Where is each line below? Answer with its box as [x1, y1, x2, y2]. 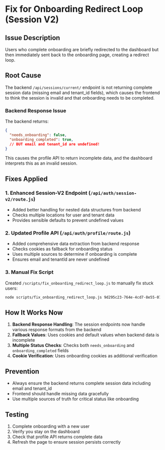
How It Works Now [5, 309, 63, 317]
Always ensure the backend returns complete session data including [12, 381, 151, 386]
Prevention [5, 367, 39, 376]
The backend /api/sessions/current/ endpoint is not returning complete [5, 84, 153, 90]
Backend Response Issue [5, 107, 66, 114]
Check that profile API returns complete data [12, 434, 103, 440]
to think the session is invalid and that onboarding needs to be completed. [5, 95, 155, 101]
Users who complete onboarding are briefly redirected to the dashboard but [5, 47, 159, 52]
